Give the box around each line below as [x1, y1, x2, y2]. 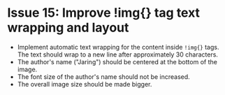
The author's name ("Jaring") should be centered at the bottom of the [17, 57, 218, 66]
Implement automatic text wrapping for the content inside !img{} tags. [17, 43, 219, 51]
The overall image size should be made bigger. [17, 80, 152, 88]
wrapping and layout [7, 20, 129, 36]
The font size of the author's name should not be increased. [17, 72, 190, 81]
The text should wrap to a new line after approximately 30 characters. [17, 50, 219, 59]
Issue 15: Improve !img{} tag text [7, 5, 201, 21]
